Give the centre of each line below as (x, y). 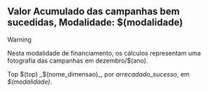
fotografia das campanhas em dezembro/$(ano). (78, 60)
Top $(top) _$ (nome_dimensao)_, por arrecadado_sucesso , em (98, 74)
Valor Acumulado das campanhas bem (94, 12)
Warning (19, 39)
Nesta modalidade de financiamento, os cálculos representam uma (104, 53)
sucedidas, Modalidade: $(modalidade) (95, 23)
